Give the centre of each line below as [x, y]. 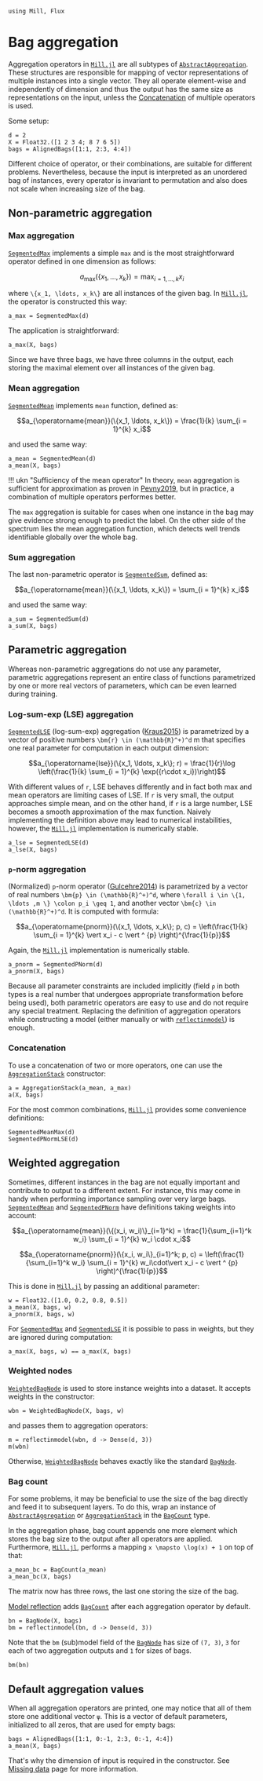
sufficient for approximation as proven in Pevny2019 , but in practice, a [121, 488]
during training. [33, 694]
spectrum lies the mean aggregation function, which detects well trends [124, 528]
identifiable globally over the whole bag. [73, 537]
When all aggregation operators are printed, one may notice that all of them [130, 1708]
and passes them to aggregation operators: [78, 1425]
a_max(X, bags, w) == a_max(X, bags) [70, 1351]
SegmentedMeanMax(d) [42, 1132]
